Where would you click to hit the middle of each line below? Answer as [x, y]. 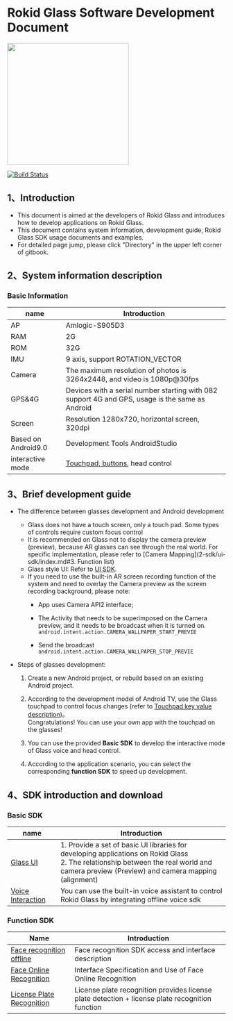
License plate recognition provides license [144, 990]
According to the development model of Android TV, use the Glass [122, 699]
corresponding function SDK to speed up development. [107, 772]
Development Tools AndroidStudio [121, 444]
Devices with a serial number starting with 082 [142, 390]
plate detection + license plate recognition [143, 999]
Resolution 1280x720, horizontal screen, [132, 420]
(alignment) [79, 879]
